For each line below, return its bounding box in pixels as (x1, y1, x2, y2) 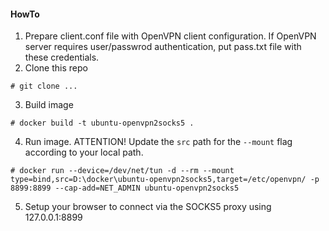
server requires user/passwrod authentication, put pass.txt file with (24, 41, 302, 53)
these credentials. (24, 51, 100, 64)
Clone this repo (24, 62, 88, 74)
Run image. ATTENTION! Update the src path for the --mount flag (24, 136, 293, 148)
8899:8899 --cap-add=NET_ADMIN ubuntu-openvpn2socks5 (10, 183, 240, 194)
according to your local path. (24, 146, 144, 159)
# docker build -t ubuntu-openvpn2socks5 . (10, 118, 195, 129)
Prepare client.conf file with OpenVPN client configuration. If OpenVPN (24, 30, 317, 42)
